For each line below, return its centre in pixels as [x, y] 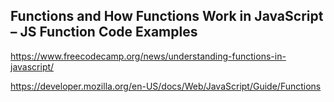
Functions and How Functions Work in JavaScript [167, 16]
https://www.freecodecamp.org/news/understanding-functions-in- [148, 56]
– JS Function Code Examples [104, 32]
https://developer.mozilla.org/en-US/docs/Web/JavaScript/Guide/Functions [166, 86]
